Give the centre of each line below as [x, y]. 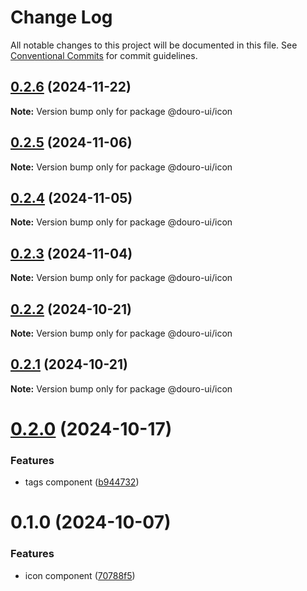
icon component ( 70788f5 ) [80, 575]
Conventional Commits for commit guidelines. [104, 55]
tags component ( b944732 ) [82, 482]
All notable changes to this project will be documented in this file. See [154, 45]
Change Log [61, 17]
